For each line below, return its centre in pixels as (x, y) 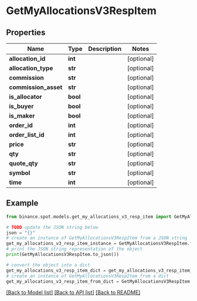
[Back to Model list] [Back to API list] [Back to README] (73, 293)
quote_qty (23, 163)
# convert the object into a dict (48, 265)
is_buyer (21, 106)
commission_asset (36, 87)
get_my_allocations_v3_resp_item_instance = (61, 244)
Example (22, 203)
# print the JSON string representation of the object (74, 249)
